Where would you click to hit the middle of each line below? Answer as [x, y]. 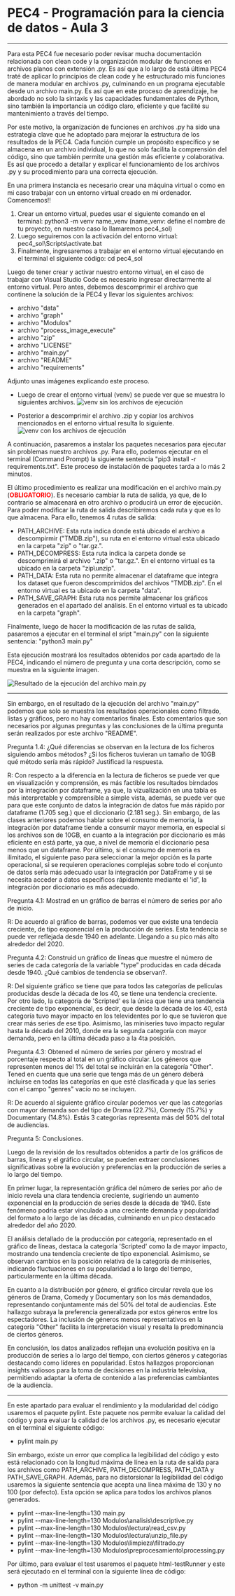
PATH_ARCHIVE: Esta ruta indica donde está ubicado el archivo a [111, 531]
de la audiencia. [30, 1385]
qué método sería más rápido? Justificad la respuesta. [86, 761]
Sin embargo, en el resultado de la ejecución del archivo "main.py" [103, 703]
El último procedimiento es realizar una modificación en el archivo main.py [114, 487]
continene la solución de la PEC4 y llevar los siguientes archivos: [101, 294]
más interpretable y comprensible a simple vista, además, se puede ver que [116, 798]
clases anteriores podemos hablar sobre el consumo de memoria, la [105, 820]
